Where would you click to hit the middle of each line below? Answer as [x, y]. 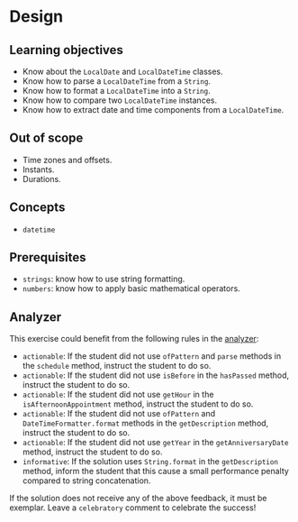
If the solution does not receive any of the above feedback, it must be [138, 499]
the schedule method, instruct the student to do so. [117, 366]
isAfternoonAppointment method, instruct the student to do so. [138, 404]
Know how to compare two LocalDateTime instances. [120, 100]
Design [36, 17]
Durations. [41, 179]
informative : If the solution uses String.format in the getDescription [150, 462]
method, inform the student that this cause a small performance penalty [156, 472]
